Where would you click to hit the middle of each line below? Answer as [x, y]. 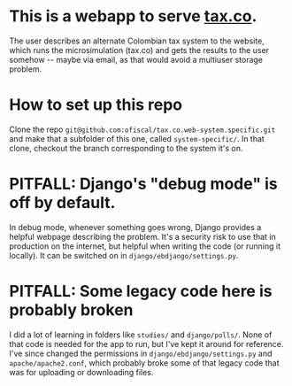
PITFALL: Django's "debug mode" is [143, 184]
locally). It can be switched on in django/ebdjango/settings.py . [124, 255]
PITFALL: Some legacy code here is [141, 291]
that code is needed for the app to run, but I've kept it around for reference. [146, 344]
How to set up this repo [96, 105]
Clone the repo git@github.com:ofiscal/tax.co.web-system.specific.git [142, 129]
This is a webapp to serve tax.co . [133, 16]
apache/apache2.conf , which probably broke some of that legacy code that [145, 363]
